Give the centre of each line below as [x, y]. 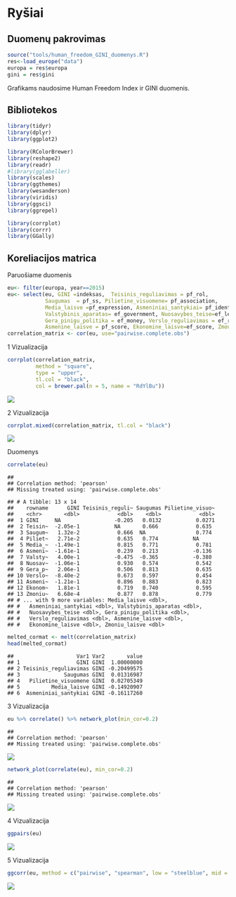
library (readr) [29, 165]
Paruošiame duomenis [40, 275]
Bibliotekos [32, 110]
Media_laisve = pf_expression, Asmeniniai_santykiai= [123, 307]
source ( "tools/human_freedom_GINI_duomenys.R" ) [78, 55]
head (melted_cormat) [38, 644]
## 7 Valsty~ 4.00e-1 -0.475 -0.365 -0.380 [110, 557]
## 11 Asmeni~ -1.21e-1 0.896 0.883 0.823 [110, 582]
